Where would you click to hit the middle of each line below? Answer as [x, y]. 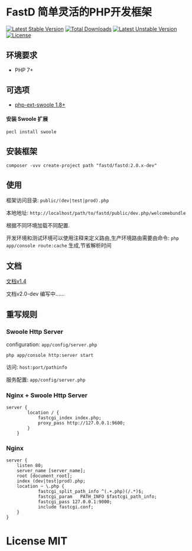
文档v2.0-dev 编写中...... [35, 294]
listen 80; [30, 466]
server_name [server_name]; [51, 471]
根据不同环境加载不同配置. [38, 225]
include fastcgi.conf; [66, 507]
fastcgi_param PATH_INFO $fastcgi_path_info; [97, 497]
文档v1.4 [16, 281]
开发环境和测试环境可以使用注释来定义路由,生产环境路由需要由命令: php [92, 238]
